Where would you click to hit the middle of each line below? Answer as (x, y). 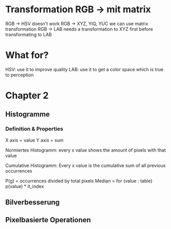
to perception (20, 75)
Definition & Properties (34, 129)
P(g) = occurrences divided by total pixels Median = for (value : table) (79, 181)
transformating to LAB (29, 34)
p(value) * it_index (25, 186)
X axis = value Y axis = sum (35, 140)
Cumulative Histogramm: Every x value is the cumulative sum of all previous (85, 165)
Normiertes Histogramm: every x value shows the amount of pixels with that (85, 150)
